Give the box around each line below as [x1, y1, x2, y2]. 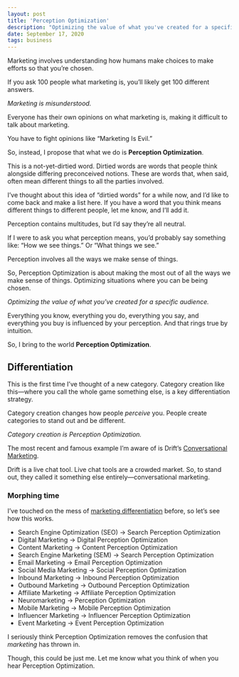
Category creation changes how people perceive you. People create [7, 409, 208, 417]
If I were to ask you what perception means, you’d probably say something [7, 233, 226, 242]
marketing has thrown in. [7, 640, 80, 649]
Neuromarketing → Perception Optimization [17, 596, 146, 605]
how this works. [7, 514, 54, 523]
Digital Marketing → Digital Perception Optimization [17, 535, 169, 545]
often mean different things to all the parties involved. [7, 177, 164, 186]
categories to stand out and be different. [7, 416, 126, 424]
